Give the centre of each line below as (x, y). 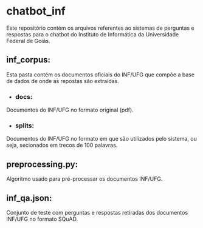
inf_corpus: (28, 60)
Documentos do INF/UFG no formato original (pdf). (70, 110)
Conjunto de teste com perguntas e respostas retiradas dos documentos (97, 212)
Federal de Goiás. (28, 41)
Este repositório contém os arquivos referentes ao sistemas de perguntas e (100, 28)
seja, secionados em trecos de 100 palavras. (62, 145)
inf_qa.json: (29, 198)
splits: (25, 126)
